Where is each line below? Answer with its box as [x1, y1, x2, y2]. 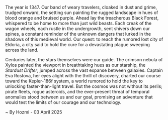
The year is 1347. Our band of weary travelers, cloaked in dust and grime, [5, 5, 157, 10]
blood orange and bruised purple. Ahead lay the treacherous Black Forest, [5, 15, 159, 21]
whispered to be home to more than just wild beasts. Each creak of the [5, 20, 152, 26]
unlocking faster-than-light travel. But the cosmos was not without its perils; [5, 83, 162, 89]
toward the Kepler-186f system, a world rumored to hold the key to [5, 78, 143, 84]
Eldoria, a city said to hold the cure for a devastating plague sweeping [5, 42, 150, 47]
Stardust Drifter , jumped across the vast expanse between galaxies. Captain [5, 67, 163, 73]
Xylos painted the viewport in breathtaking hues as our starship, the [5, 62, 146, 68]
